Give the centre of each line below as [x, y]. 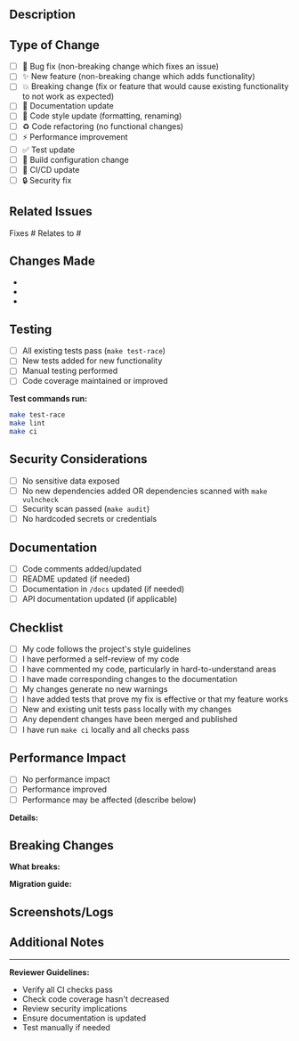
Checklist [36, 627]
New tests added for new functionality [92, 361]
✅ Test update [48, 150]
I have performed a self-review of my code [101, 659]
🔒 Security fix [47, 180]
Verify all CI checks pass [67, 989]
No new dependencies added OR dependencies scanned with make [145, 491]
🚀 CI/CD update [51, 169]
